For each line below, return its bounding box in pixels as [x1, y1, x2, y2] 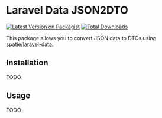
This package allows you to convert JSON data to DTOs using [6, 34, 157, 41]
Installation [6, 58, 48, 68]
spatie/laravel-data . [6, 41, 54, 48]
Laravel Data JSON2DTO [6, 4, 128, 17]
